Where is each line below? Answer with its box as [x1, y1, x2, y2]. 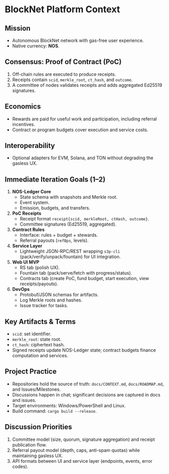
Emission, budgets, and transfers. [19, 205, 91, 211]
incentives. [12, 121, 36, 127]
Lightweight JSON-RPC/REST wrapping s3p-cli [19, 248, 120, 255]
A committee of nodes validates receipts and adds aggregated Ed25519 [12, 82, 162, 88]
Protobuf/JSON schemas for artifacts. [19, 292, 99, 298]
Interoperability [5, 141, 55, 150]
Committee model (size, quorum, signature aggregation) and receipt [12, 436, 155, 442]
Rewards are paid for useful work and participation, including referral [12, 116, 157, 122]
